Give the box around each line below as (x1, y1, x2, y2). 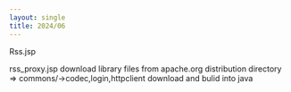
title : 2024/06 (9, 21, 66, 30)
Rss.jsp (9, 46, 37, 56)
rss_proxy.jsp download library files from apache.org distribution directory (9, 63, 282, 74)
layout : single (9, 13, 66, 22)
